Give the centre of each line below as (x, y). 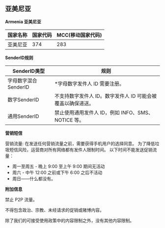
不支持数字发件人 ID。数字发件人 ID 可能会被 (106, 96)
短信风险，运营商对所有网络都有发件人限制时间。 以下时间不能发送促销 (81, 150)
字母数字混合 (23, 80)
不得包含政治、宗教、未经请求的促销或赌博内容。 (55, 210)
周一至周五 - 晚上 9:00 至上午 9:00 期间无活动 (58, 166)
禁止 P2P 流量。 (21, 199)
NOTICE (64, 120)
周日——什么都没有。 (34, 178)
